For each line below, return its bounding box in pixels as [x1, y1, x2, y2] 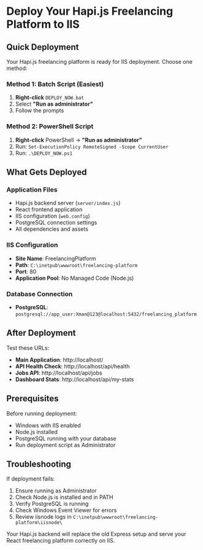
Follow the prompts [15, 107, 64, 114]
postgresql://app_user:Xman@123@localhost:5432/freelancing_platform [15, 311, 197, 317]
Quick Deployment [6, 42, 79, 52]
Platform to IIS [6, 17, 80, 31]
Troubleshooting [6, 459, 72, 469]
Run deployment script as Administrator [15, 441, 116, 449]
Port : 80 [15, 268, 37, 275]
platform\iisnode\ [15, 520, 63, 526]
